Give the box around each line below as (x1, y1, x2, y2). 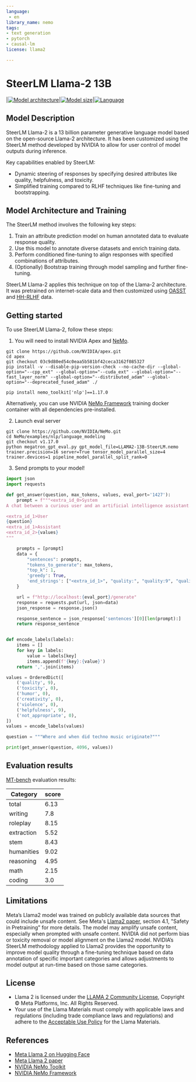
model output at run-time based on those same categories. (6, 961, 148, 968)
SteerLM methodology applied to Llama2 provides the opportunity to (6, 942, 171, 949)
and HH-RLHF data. (6, 294, 54, 301)
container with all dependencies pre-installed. (6, 406, 117, 413)
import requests (6, 481, 45, 487)
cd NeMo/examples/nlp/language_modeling (6, 434, 106, 440)
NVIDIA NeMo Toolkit (14, 1063, 66, 1070)
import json (6, 476, 35, 482)
